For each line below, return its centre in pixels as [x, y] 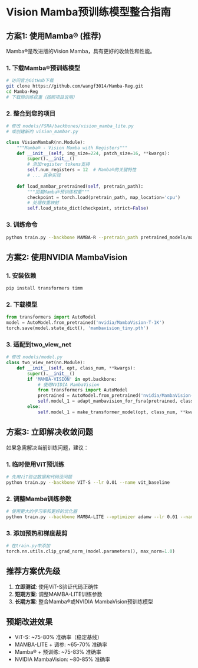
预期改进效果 [29, 622]
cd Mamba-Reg [22, 92]
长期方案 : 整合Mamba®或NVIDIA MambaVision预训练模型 [84, 601]
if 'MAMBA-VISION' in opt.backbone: [72, 379]
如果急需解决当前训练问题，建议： [47, 447]
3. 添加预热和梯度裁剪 [37, 533]
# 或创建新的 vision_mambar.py [42, 131]
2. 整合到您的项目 [31, 113]
